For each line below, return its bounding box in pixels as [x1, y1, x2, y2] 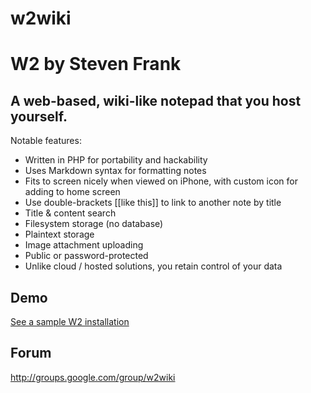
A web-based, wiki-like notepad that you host [10, 92, 302, 109]
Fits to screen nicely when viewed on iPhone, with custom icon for [24, 175, 298, 187]
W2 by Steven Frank [10, 53, 182, 76]
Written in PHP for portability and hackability [24, 154, 208, 166]
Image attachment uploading [24, 239, 144, 251]
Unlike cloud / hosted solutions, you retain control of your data [24, 260, 283, 272]
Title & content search [24, 207, 117, 219]
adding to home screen [24, 186, 121, 198]
